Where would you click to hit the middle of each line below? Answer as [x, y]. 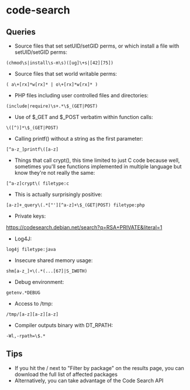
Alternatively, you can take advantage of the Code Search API [89, 380]
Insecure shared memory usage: [53, 260]
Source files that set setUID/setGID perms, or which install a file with [97, 46]
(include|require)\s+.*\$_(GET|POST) [52, 106]
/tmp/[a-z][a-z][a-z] [32, 314]
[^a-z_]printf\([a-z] [32, 150]
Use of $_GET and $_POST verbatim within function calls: [84, 117]
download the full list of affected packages [66, 374]
